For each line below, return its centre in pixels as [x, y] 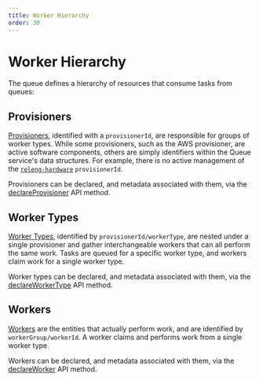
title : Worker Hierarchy [49, 15]
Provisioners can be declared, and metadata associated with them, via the [128, 184]
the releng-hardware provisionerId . [66, 169]
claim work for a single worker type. [66, 261]
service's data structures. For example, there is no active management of [126, 161]
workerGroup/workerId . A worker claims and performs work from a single [125, 337]
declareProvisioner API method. [59, 193]
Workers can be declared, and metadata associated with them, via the [121, 361]
